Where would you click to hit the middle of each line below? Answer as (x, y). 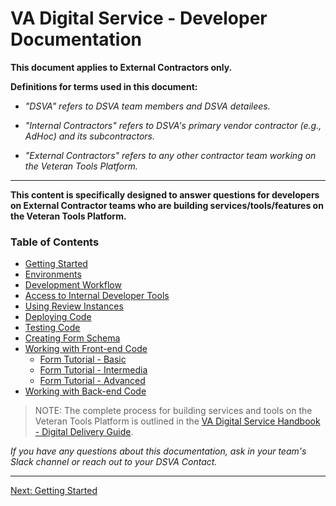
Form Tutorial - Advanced (92, 381)
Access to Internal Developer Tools (97, 296)
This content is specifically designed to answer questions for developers (165, 194)
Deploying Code (58, 317)
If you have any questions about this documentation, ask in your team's (158, 451)
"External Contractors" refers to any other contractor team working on (170, 155)
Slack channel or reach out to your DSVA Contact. (114, 462)
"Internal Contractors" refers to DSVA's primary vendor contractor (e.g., (173, 125)
